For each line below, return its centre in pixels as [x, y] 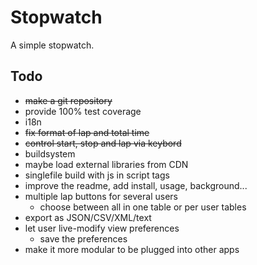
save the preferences [83, 238]
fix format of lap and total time [87, 132]
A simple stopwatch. [52, 45]
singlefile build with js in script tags [97, 175]
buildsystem [50, 153]
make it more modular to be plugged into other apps [132, 249]
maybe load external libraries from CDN [106, 164]
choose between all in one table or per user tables [143, 207]
